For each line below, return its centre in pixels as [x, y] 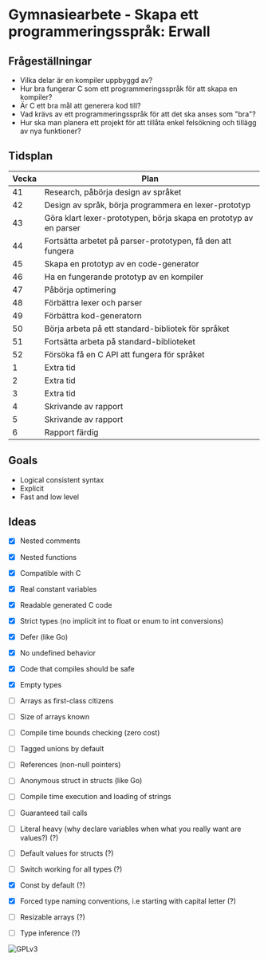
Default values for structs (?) [67, 853]
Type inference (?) [50, 933]
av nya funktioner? [50, 131]
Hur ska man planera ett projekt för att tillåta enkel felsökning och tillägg [138, 122]
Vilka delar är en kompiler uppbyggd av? [86, 80]
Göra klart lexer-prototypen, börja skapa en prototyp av [149, 218]
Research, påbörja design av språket [113, 191]
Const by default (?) [53, 885]
